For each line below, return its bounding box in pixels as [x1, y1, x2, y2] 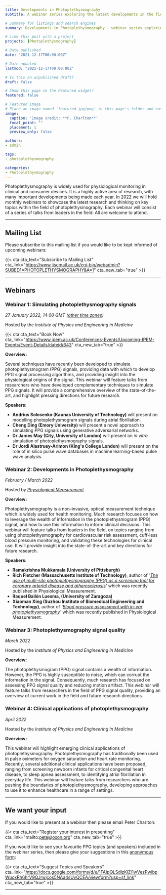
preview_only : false [9, 129, 52, 134]
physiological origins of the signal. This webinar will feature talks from [5, 377, 147, 383]
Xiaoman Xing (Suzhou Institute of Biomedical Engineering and [12, 598, 145, 604]
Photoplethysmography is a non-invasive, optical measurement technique [5, 506, 156, 512]
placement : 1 [9, 125, 37, 130]
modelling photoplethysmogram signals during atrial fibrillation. [12, 417, 141, 423]
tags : [5, 152, 16, 157]
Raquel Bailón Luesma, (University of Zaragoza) [12, 594, 113, 599]
